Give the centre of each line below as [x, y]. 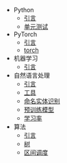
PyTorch [25, 34]
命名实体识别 [42, 101]
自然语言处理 [31, 75]
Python [24, 10]
